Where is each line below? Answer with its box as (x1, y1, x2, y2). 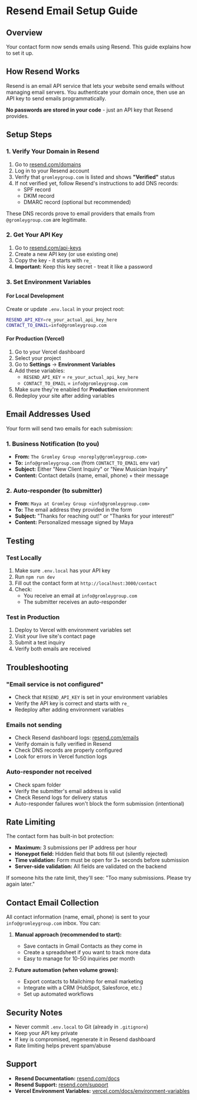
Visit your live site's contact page (14, 633, 96, 640)
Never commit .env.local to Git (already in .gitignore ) (14, 1023, 149, 1030)
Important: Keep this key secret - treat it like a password (14, 263, 153, 270)
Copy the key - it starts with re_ (14, 257, 92, 264)
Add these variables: (14, 367, 65, 374)
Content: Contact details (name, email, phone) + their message (14, 472, 169, 479)
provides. (6, 112, 29, 119)
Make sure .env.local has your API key (14, 567, 111, 574)
